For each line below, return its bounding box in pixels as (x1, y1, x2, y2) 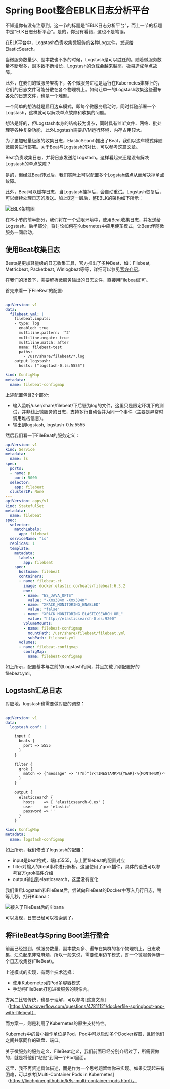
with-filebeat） (5, 1009, 36, 1015)
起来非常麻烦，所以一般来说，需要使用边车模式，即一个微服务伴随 (22, 952, 160, 958)
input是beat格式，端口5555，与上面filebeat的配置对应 (12, 857, 125, 863)
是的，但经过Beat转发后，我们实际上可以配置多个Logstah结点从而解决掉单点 (5, 172, 164, 178)
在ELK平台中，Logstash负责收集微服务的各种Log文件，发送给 (5, 39, 134, 46)
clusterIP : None (10, 489, 44, 494)
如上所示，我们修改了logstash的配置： (5, 846, 85, 853)
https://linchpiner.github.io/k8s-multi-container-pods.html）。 (10, 1077, 137, 1083)
